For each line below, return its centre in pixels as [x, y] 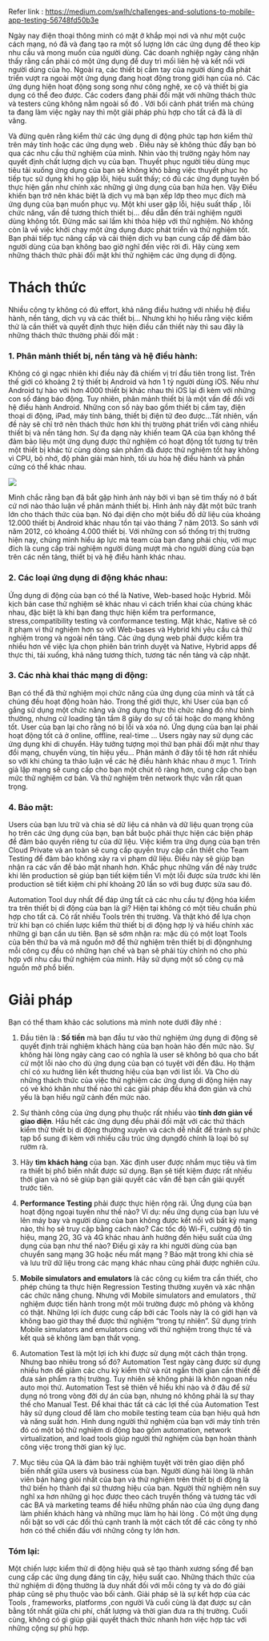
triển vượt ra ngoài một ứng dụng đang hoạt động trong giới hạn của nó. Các [134, 78]
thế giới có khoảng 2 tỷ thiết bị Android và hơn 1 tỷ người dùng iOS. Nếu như [134, 382]
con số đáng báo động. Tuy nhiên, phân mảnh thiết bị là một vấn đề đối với [131, 399]
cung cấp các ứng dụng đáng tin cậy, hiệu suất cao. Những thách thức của [132, 1577]
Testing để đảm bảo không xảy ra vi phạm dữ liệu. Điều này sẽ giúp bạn [126, 859]
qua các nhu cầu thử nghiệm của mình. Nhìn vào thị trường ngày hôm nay [129, 153]
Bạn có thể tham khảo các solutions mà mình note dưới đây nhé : [115, 1022]
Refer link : [26, 12]
